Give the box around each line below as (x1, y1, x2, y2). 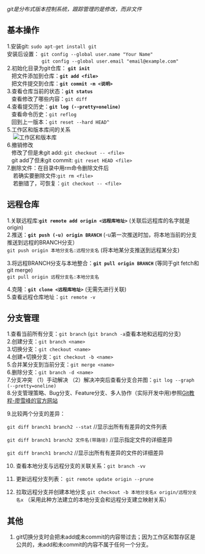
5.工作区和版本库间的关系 (7, 125, 71, 133)
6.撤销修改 (7, 141, 34, 149)
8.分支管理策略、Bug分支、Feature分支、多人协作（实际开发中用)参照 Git (7, 389, 189, 397)
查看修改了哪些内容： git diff (11, 95, 88, 103)
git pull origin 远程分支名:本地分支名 (7, 274, 100, 280)
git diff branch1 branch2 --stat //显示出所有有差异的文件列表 (7, 423, 167, 431)
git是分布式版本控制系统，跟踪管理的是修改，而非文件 (7, 6, 143, 12)
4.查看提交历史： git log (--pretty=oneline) (7, 103, 121, 110)
